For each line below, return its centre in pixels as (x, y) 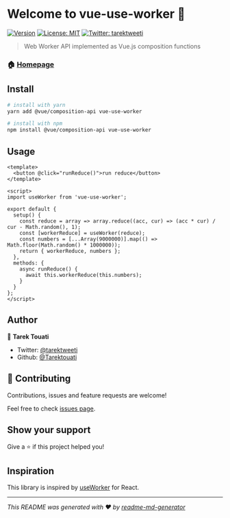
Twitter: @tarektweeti (47, 349)
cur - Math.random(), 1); (44, 227)
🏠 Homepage (31, 64)
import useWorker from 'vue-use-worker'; (67, 197)
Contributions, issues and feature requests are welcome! (87, 395)
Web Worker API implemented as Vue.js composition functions (112, 46)
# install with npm (35, 124)
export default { (32, 209)
